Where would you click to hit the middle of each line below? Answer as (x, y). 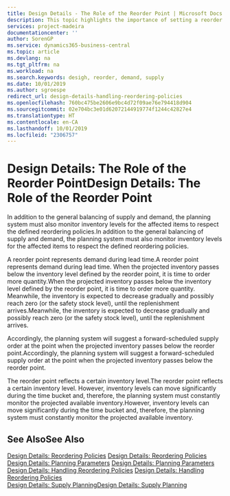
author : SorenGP (30, 39)
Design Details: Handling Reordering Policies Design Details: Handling (106, 470)
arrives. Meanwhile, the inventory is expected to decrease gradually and (108, 311)
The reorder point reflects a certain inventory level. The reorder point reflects (115, 381)
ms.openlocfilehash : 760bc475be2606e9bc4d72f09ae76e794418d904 (100, 103)
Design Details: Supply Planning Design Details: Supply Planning (97, 485)
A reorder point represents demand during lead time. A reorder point (103, 260)
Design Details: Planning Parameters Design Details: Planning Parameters (111, 463)
